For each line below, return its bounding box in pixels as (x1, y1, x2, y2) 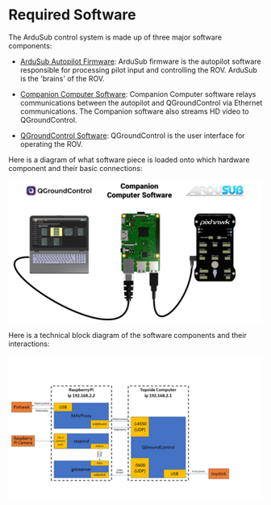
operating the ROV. (19, 139, 83, 148)
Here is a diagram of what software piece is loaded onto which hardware (8, 155, 250, 165)
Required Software (8, 6, 136, 24)
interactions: (8, 339, 50, 348)
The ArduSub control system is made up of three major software (8, 32, 223, 42)
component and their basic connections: (8, 163, 143, 173)
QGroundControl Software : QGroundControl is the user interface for (19, 131, 245, 140)
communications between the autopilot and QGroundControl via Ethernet (19, 98, 263, 107)
